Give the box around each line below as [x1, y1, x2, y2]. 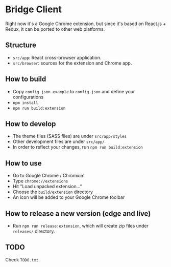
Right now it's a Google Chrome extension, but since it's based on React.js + [5, 20, 166, 27]
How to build [5, 75, 46, 84]
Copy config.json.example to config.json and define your [12, 88, 135, 94]
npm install [12, 100, 38, 106]
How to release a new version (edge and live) [5, 209, 151, 218]
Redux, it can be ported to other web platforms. [5, 26, 105, 32]
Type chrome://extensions [12, 178, 68, 184]
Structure [5, 41, 37, 50]
